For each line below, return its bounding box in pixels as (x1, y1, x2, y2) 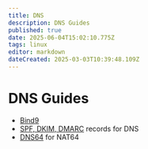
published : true (8, 26, 62, 34)
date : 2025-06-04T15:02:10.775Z (8, 33, 115, 42)
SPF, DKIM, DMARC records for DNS (19, 124, 139, 133)
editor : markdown (8, 48, 66, 56)
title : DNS (8, 11, 44, 20)
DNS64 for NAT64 (19, 132, 79, 142)
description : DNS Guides (8, 19, 90, 27)
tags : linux (8, 41, 47, 49)
